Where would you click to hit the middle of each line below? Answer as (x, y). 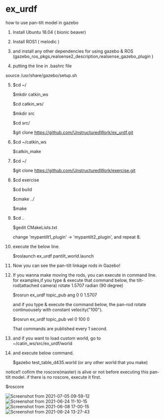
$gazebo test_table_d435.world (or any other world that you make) (80, 362)
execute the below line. (36, 246)
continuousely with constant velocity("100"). (57, 310)
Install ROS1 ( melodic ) (36, 41)
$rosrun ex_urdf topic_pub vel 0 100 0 (51, 319)
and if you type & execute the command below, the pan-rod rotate (79, 304)
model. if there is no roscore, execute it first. (57, 377)
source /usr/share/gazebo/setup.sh (41, 75)
